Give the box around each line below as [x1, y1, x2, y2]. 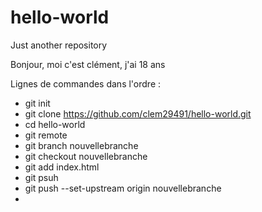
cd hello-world [24, 118, 86, 130]
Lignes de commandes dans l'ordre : [10, 77, 162, 90]
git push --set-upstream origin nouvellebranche [24, 182, 222, 194]
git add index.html [24, 161, 100, 173]
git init [24, 97, 51, 109]
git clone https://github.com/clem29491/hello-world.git [24, 107, 252, 120]
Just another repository [10, 39, 108, 51]
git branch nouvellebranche [24, 139, 139, 151]
